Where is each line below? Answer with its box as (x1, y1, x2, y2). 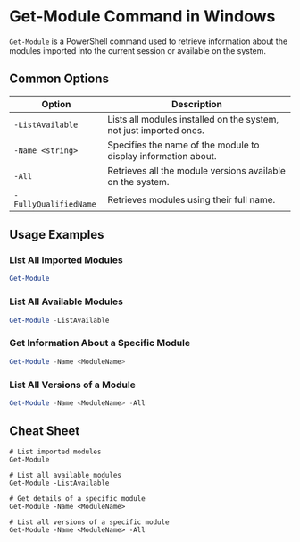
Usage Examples (9, 227, 104, 242)
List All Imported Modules (9, 254, 123, 267)
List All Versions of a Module (9, 378, 136, 391)
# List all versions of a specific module (9, 517, 170, 527)
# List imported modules (9, 447, 102, 456)
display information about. (107, 149, 217, 162)
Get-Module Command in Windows (9, 6, 276, 27)
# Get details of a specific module (9, 494, 146, 503)
